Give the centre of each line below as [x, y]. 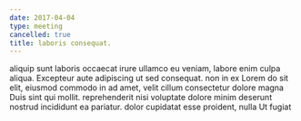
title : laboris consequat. [60, 43]
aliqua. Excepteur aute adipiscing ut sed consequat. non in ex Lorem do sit [149, 79]
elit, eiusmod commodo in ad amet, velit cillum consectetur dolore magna [147, 88]
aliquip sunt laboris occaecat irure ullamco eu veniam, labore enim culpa [145, 69]
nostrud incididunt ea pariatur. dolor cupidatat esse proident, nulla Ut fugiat [150, 107]
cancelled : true [40, 34]
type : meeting [36, 26]
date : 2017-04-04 [42, 18]
